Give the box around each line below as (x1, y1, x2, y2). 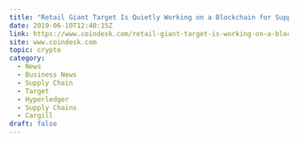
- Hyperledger (17, 94, 69, 104)
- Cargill (17, 111, 53, 120)
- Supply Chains (17, 103, 77, 112)
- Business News (17, 71, 77, 79)
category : (9, 54, 46, 63)
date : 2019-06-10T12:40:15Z (9, 21, 114, 30)
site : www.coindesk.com (9, 37, 98, 47)
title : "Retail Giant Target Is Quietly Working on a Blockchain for (9, 12, 272, 22)
